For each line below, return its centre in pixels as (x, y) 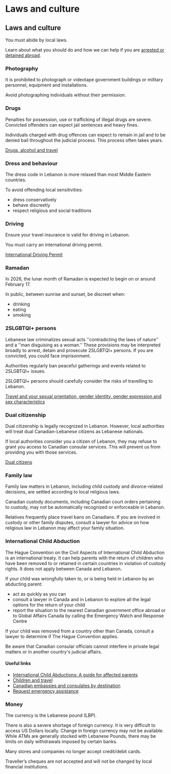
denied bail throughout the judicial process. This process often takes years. (84, 140)
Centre (20, 621)
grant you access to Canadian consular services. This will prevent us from (83, 447)
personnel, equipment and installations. (47, 85)
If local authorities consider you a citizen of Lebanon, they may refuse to (81, 441)
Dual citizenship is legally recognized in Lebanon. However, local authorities (85, 426)
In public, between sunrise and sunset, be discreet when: (65, 294)
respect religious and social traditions (52, 210)
